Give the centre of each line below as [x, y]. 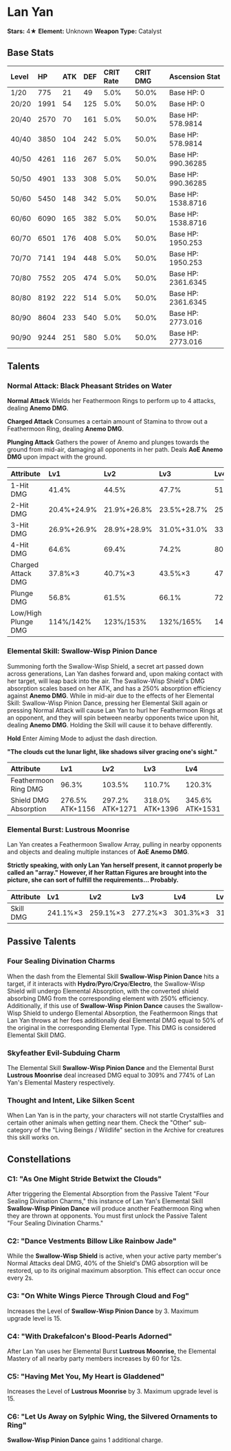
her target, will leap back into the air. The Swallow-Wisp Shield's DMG [106, 681]
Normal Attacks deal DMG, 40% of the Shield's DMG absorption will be [108, 1263]
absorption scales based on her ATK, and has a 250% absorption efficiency [114, 688]
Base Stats [31, 53]
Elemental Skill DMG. [37, 1035]
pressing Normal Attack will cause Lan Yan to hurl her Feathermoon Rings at [115, 710]
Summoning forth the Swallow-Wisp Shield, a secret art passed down [106, 666]
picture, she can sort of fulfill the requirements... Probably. [93, 880]
